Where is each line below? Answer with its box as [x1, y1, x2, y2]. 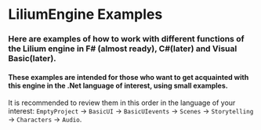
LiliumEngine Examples [8, 5, 163, 23]
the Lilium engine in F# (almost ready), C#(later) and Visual [8, 43, 237, 54]
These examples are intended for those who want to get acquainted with [8, 72, 249, 81]
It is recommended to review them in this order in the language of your [8, 98, 236, 107]
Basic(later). [8, 53, 56, 64]
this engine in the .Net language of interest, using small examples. [8, 81, 229, 90]
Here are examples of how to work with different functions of [8, 34, 245, 45]
